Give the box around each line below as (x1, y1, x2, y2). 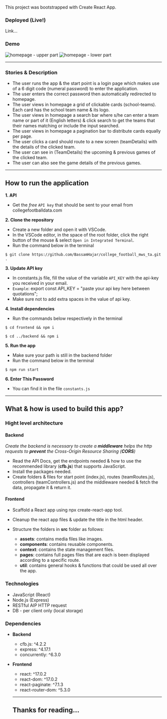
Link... (5, 28, 18, 34)
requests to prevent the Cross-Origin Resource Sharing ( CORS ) (5, 449, 136, 455)
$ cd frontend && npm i (5, 325, 55, 330)
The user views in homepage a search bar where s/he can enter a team (12, 112, 159, 118)
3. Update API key (5, 265, 43, 271)
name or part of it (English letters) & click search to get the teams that (12, 117, 155, 123)
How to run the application (5, 179, 89, 188)
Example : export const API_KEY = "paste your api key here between (12, 285, 150, 291)
